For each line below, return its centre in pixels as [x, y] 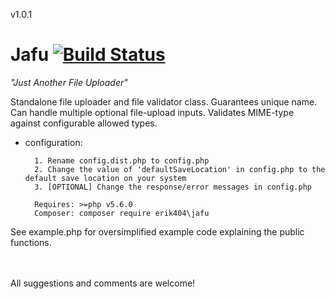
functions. [31, 242]
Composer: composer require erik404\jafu [122, 213]
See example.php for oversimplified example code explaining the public [157, 231]
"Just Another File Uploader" [69, 82]
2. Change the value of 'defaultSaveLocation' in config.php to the [180, 169]
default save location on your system [105, 178]
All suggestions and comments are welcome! [103, 283]
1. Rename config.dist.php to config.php [122, 160]
